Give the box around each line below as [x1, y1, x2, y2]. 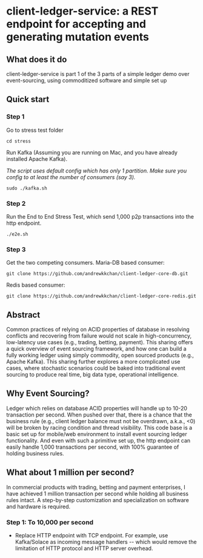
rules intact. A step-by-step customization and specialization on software [6, 496, 189, 503]
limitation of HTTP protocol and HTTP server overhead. [15, 545, 153, 552]
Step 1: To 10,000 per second [6, 518, 94, 526]
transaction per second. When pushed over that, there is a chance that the [6, 411, 192, 418]
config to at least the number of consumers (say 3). [6, 173, 136, 180]
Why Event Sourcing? [6, 389, 90, 399]
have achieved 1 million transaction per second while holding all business [6, 490, 189, 497]
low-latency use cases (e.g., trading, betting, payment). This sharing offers [6, 339, 193, 346]
